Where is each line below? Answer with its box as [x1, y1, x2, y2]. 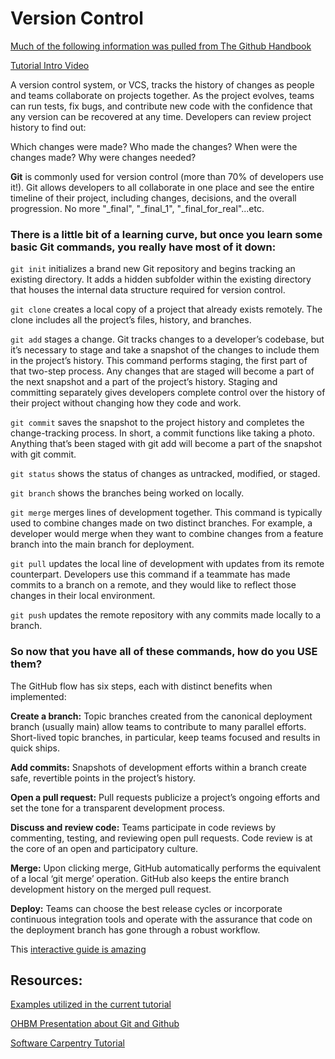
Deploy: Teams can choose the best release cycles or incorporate [10, 902, 283, 914]
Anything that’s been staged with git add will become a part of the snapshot [10, 438, 323, 450]
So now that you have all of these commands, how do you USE [10, 645, 318, 659]
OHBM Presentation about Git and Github [10, 1018, 180, 1030]
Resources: [10, 972, 83, 989]
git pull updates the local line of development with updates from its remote [10, 558, 325, 570]
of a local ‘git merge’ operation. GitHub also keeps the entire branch [10, 872, 290, 884]
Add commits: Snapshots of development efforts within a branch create [10, 761, 307, 773]
